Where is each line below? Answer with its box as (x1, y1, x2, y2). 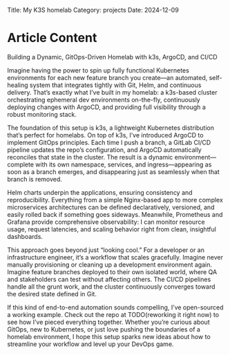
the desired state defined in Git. (7, 289, 97, 298)
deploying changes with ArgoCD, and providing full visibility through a (7, 103, 206, 111)
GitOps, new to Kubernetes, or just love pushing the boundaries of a (7, 325, 200, 334)
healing (7, 81, 29, 89)
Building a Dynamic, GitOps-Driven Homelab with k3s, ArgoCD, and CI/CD (7, 52, 218, 61)
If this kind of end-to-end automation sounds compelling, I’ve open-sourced (7, 303, 224, 311)
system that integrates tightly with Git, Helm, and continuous (30, 81, 202, 89)
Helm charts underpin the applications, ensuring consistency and (7, 188, 193, 196)
